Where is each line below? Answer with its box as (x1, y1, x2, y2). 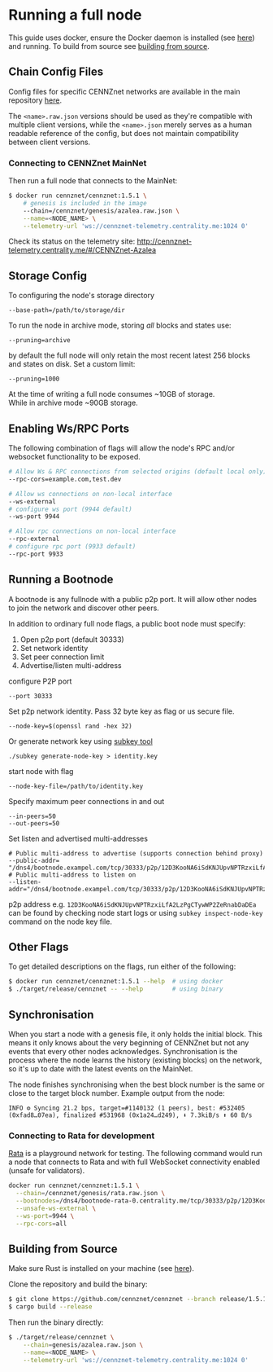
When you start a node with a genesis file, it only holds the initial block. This (8, 1029, 262, 1039)
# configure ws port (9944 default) (8, 505, 132, 513)
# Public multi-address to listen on (8, 870, 136, 879)
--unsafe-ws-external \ (15, 1204, 96, 1212)
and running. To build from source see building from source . (8, 41, 210, 51)
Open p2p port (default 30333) (19, 634, 124, 644)
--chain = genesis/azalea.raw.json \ (23, 1340, 144, 1349)
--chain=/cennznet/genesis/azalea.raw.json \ (23, 206, 180, 215)
